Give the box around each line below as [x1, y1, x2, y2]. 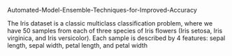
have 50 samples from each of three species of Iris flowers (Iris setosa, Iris [7, 27, 223, 35]
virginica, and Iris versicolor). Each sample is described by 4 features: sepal [7, 34, 226, 42]
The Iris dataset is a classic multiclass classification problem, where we [7, 19, 213, 27]
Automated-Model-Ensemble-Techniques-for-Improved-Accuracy [7, 6, 198, 14]
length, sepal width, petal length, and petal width [7, 41, 148, 49]
